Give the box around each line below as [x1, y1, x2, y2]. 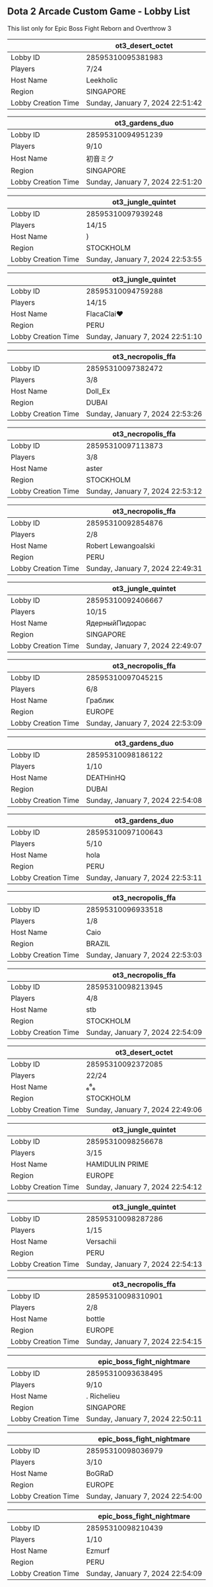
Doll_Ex [86, 386, 111, 396]
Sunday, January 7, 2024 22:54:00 [86, 1491, 203, 1501]
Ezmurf [86, 1546, 110, 1556]
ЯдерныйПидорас [86, 618, 147, 628]
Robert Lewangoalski [86, 541, 155, 551]
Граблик [86, 695, 115, 705]
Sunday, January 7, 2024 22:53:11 [86, 873, 203, 883]
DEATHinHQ [86, 772, 126, 782]
